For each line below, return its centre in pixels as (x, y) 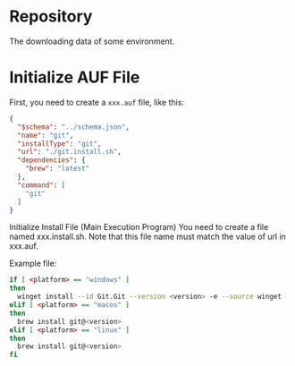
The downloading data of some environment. (92, 41)
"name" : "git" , (46, 135)
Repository (51, 17)
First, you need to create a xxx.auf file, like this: (97, 102)
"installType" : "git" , (59, 144)
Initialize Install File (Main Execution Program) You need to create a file (139, 227)
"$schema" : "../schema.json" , (73, 127)
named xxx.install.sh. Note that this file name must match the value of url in (147, 237)
